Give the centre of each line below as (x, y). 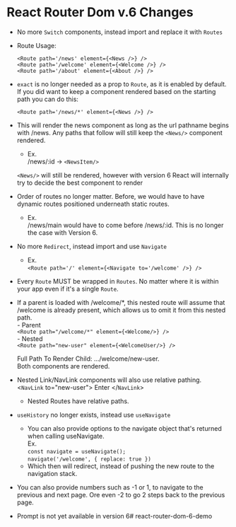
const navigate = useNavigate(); (77, 451)
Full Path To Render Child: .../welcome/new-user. (88, 359)
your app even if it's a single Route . (67, 289)
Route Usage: (37, 45)
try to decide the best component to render (79, 183)
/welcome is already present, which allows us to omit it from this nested (121, 310)
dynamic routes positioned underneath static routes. (93, 204)
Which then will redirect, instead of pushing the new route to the (121, 466)
